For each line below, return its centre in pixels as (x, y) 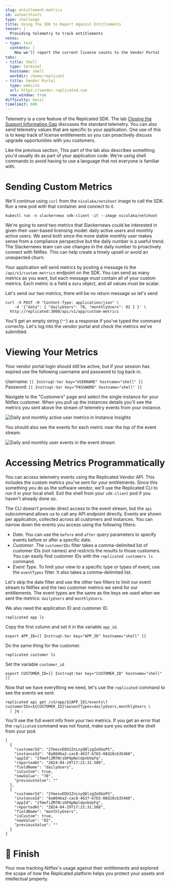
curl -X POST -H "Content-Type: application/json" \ (62, 303)
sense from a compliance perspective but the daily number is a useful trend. (85, 241)
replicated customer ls (30, 655)
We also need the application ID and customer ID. (57, 608)
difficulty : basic (25, 100)
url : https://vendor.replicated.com (48, 90)
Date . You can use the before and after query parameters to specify (84, 534)
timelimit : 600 (21, 105)
